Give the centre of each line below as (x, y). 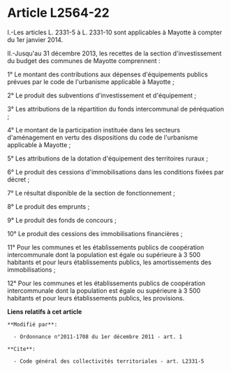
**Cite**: (22, 349)
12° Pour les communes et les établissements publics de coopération (106, 283)
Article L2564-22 (58, 13)
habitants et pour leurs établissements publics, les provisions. (96, 298)
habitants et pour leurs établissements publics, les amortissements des (109, 262)
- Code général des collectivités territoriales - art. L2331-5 (109, 361)
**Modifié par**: (32, 324)
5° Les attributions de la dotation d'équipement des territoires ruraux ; (107, 158)
